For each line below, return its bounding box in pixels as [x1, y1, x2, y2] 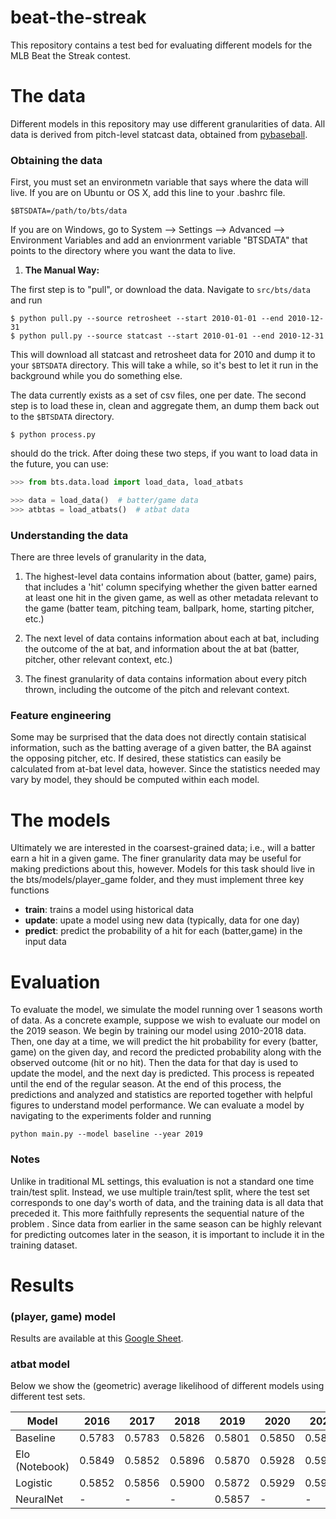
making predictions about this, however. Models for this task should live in [10, 863, 315, 875]
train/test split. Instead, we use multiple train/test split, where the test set [10, 1186, 310, 1198]
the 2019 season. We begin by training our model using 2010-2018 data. [10, 1025, 307, 1037]
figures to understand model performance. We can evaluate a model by [10, 1099, 305, 1111]
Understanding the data [10, 528, 129, 542]
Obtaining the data [10, 153, 103, 167]
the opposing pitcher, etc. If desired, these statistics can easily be [10, 752, 282, 765]
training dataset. [10, 1239, 78, 1251]
